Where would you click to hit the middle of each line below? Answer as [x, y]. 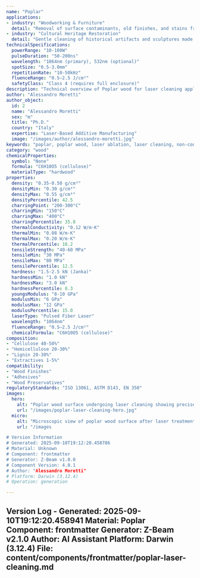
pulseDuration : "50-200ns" [45, 56]
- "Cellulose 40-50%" [33, 344]
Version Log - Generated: [54, 511]
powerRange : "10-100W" [40, 51]
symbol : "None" [30, 161]
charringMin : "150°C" [38, 211]
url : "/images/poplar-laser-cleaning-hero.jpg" [77, 410]
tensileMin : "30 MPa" [38, 255]
